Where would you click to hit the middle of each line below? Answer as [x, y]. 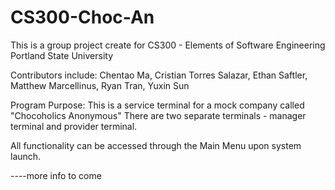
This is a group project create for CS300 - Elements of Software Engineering [168, 45]
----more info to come [56, 175]
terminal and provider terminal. [74, 126]
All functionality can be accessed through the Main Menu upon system [156, 145]
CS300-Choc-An [82, 17]
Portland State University [62, 55]
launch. [26, 156]
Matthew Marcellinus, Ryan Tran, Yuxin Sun [100, 85]
